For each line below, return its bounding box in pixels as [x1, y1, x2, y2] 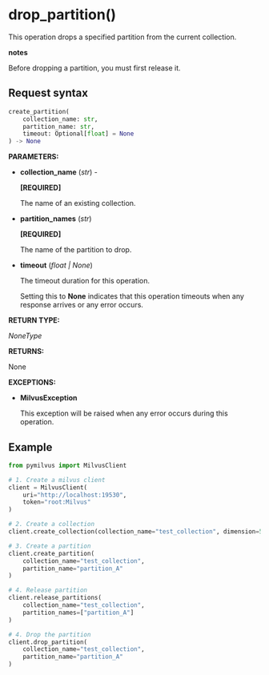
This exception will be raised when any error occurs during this [19, 408, 228, 418]
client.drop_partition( [8, 638, 88, 646]
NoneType [8, 331, 42, 341]
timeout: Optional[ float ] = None [22, 130, 134, 138]
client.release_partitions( [8, 594, 102, 602]
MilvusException [19, 393, 78, 403]
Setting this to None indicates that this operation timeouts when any [19, 291, 244, 301]
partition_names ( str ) [19, 214, 92, 223]
